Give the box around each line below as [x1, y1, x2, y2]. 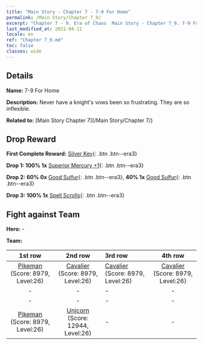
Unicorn [66, 306, 89, 315]
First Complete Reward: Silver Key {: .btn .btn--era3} [6, 150, 138, 157]
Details [6, 71, 33, 81]
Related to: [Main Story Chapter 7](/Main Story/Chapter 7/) [6, 116, 153, 124]
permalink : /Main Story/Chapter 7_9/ [6, 15, 101, 21]
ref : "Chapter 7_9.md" [6, 37, 63, 43]
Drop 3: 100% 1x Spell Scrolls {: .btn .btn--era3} [6, 192, 125, 199]
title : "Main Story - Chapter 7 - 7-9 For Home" [6, 8, 131, 15]
